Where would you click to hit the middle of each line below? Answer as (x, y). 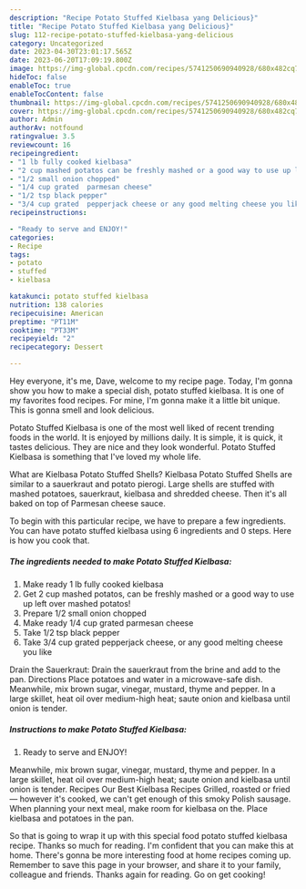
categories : (32, 238)
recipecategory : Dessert (56, 347)
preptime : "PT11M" (44, 322)
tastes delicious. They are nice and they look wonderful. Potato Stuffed (143, 447)
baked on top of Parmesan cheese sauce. (88, 503)
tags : (20, 255)
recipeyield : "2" (42, 339)
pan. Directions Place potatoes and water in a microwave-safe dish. (136, 679)
